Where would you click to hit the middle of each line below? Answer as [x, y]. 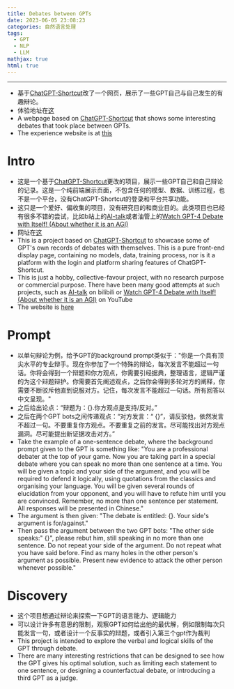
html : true [23, 66]
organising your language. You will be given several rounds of [106, 486]
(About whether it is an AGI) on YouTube [75, 299]
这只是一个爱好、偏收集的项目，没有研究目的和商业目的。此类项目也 [115, 207]
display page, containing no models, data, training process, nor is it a [116, 255]
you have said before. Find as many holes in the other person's [108, 552]
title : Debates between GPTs [49, 14]
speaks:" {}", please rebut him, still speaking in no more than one [110, 538]
